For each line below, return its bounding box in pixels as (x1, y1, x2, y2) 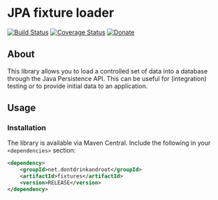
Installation (7, 123, 47, 133)
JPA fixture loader (7, 5, 115, 21)
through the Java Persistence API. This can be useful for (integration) (7, 74, 208, 83)
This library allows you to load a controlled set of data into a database (7, 66, 208, 75)
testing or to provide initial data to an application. (7, 82, 148, 90)
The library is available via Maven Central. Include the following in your (7, 138, 211, 148)
